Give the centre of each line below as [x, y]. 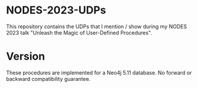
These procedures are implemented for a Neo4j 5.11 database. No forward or [99, 72]
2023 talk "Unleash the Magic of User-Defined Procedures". [79, 32]
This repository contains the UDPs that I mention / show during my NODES [97, 26]
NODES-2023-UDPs [56, 10]
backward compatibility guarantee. [48, 79]
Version [26, 57]
